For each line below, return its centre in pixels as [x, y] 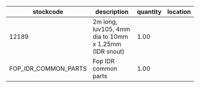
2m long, [105, 22]
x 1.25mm [107, 44]
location [179, 12]
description [112, 12]
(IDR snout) [109, 51]
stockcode [48, 12]
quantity [149, 12]
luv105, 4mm [111, 29]
